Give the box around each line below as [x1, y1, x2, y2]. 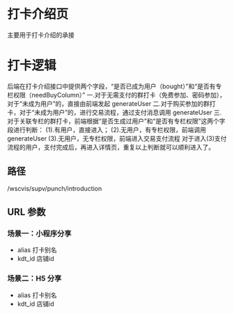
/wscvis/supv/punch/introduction [7, 184, 102, 192]
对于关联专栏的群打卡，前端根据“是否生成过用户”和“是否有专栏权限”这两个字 [7, 116, 226, 125]
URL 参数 [7, 206, 47, 218]
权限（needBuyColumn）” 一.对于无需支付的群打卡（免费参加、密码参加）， [13, 91, 226, 99]
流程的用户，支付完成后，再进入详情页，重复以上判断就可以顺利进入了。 [7, 143, 214, 151]
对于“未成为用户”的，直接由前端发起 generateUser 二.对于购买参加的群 [7, 99, 210, 108]
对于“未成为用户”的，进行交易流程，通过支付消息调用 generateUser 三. [19, 108, 222, 116]
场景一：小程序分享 [7, 229, 72, 238]
